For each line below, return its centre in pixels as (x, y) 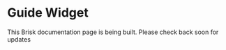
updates (19, 39)
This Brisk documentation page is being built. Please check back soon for (113, 32)
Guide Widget (48, 13)
